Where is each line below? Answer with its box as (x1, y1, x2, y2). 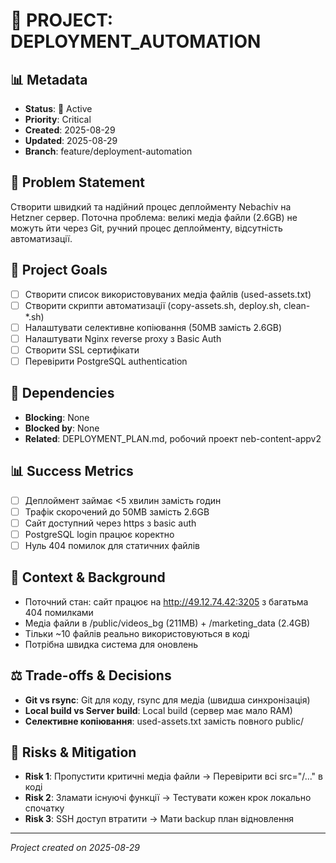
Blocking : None (24, 411, 90, 423)
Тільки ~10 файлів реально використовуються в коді (24, 627, 250, 639)
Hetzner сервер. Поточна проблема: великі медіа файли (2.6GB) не (10, 211, 298, 223)
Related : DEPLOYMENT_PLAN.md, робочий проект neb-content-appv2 (24, 432, 322, 444)
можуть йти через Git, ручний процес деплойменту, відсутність (10, 222, 283, 234)
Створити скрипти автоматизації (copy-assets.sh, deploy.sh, (24, 299, 282, 311)
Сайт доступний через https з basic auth (24, 517, 197, 529)
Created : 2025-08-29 (24, 124, 116, 136)
